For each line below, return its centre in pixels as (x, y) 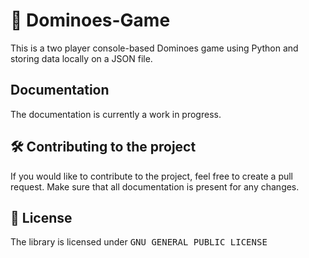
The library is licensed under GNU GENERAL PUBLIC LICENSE (139, 242)
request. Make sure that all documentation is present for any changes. (155, 186)
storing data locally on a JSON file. (81, 58)
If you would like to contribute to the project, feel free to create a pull (152, 176)
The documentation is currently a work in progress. (116, 114)
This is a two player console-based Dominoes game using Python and (154, 48)
